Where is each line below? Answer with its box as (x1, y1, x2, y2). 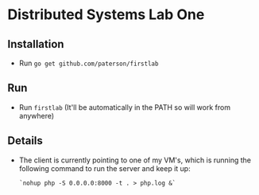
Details (7, 134, 43, 148)
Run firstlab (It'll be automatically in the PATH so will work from (18, 102, 231, 112)
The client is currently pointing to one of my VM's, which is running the (18, 155, 252, 165)
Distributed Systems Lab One (7, 6, 205, 24)
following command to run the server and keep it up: (18, 163, 191, 173)
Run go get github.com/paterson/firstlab (18, 58, 159, 68)
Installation (7, 37, 64, 51)
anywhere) (18, 111, 55, 120)
